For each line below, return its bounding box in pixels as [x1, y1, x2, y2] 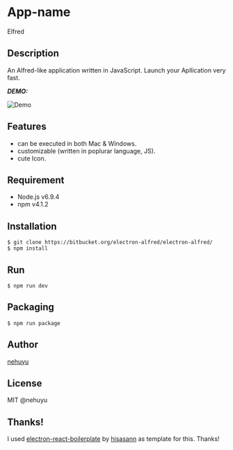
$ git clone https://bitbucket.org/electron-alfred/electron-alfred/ [7, 239, 214, 246]
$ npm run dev [7, 283, 49, 290]
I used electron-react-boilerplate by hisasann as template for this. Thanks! [7, 435, 220, 443]
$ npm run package [7, 320, 61, 327]
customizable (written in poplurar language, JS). [17, 147, 156, 155]
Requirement [7, 174, 65, 186]
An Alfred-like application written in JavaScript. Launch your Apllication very [7, 66, 226, 74]
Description [7, 47, 59, 59]
